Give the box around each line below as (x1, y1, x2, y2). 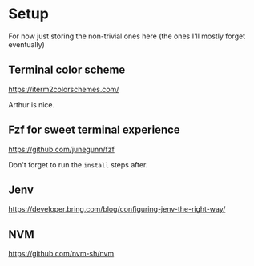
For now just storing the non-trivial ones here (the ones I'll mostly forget (8, 31, 246, 41)
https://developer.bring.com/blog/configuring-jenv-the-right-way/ (8, 204, 226, 214)
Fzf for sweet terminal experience (8, 123, 180, 137)
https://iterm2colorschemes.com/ (8, 84, 119, 94)
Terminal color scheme (8, 63, 126, 77)
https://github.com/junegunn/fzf (8, 144, 115, 154)
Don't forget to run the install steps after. (8, 159, 148, 169)
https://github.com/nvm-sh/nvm (8, 249, 115, 259)
